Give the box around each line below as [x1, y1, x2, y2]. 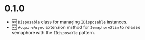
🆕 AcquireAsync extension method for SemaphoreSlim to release [11, 24, 141, 30]
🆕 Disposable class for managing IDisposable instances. [11, 19, 128, 25]
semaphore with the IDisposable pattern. [11, 29, 95, 35]
